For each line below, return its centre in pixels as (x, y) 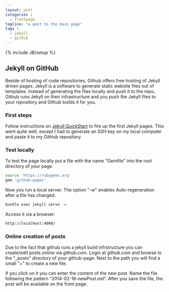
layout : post (19, 10)
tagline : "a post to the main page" (44, 24)
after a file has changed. (31, 196)
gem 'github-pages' (26, 180)
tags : (12, 29)
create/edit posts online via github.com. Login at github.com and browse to (83, 253)
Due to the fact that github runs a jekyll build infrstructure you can (74, 248)
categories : (19, 15)
